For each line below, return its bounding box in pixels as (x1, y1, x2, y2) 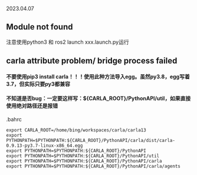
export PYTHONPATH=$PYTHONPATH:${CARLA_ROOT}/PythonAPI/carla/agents (6, 163, 181, 169)
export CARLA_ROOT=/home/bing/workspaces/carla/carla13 (6, 127, 146, 133)
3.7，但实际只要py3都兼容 (6, 80, 71, 87)
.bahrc (6, 116, 22, 123)
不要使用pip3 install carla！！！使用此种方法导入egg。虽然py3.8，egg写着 (6, 73, 190, 80)
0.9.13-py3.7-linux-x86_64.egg (6, 143, 83, 148)
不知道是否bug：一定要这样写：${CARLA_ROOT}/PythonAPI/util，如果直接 (6, 95, 191, 102)
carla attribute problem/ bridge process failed (6, 56, 178, 66)
